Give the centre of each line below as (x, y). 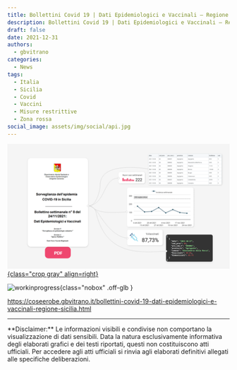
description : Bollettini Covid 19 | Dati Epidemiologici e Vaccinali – (115, 22)
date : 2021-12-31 (33, 37)
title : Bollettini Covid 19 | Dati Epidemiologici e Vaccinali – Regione (118, 15)
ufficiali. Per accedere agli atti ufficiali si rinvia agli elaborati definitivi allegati (118, 352)
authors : (20, 45)
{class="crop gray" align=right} (53, 274)
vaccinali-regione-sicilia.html (49, 309)
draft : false (26, 30)
